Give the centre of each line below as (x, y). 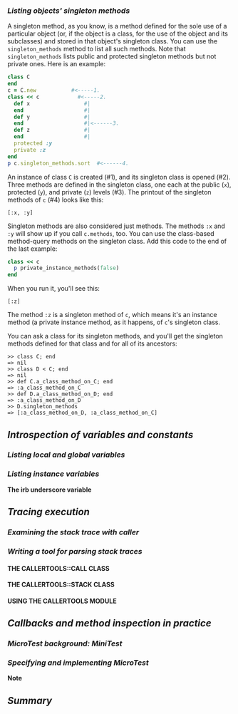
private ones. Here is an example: (57, 64)
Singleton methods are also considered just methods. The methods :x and (117, 226)
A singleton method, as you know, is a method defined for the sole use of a (117, 26)
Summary (30, 700)
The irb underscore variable (50, 490)
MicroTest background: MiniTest (65, 643)
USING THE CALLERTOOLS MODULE (62, 601)
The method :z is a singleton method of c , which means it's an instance (112, 315)
